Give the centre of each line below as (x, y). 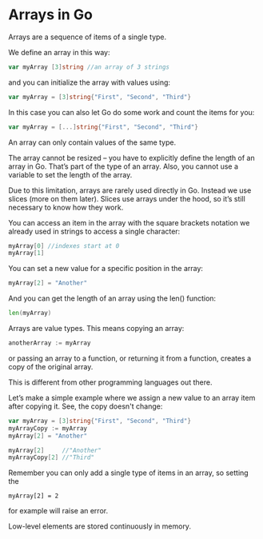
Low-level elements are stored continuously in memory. (100, 526)
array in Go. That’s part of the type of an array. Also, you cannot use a (123, 166)
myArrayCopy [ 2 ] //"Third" (51, 457)
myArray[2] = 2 (34, 496)
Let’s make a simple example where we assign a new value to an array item (132, 397)
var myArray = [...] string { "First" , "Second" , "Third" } (103, 127)
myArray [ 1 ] (26, 254)
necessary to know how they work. (66, 207)
